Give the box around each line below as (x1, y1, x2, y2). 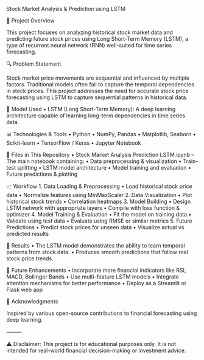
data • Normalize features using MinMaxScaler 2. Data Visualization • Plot (6, 192, 192, 198)
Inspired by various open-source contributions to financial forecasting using (6, 310, 197, 317)
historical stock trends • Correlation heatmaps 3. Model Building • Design (6, 198, 191, 205)
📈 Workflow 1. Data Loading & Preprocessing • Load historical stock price (6, 182, 193, 190)
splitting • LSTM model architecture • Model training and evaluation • (17, 164, 192, 171)
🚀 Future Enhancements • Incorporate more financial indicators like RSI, (6, 267, 186, 274)
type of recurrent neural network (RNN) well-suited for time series (6, 42, 172, 49)
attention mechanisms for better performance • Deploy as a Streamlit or (6, 280, 187, 286)
